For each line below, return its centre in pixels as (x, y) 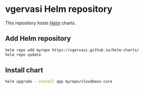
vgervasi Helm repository (59, 9)
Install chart (24, 70)
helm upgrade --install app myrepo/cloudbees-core (59, 82)
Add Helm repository (38, 39)
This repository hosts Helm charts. (41, 23)
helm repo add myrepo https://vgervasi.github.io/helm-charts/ (72, 50)
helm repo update (23, 55)
